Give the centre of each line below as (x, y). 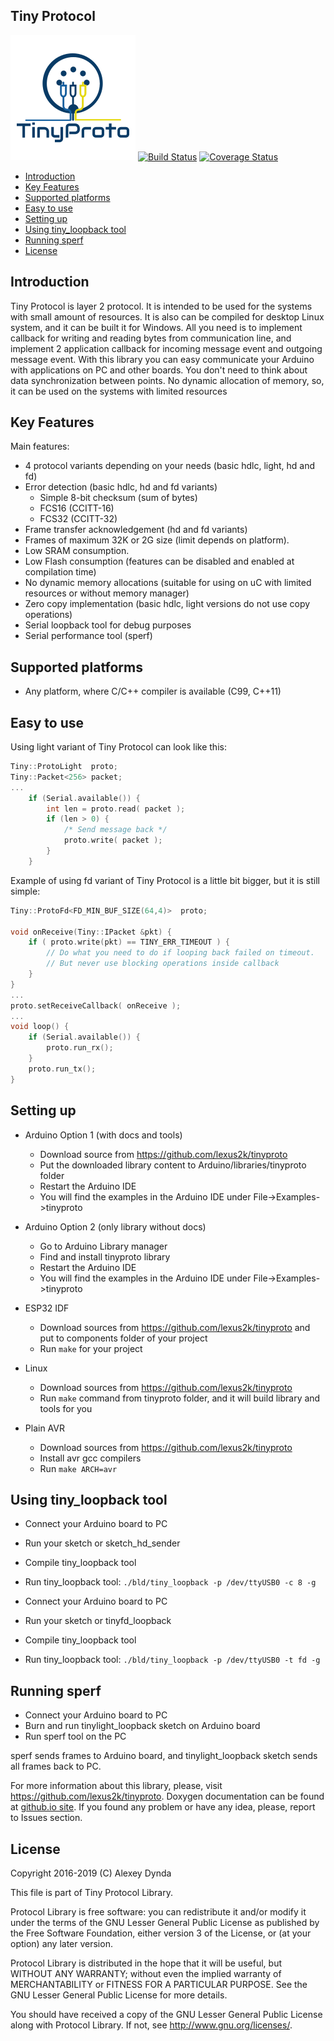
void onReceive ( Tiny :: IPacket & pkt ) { (91, 932)
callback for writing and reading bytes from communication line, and (151, 338)
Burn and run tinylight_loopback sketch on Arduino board (142, 1726)
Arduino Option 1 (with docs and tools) (103, 1135)
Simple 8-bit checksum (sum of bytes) (118, 498)
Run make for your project (91, 1348)
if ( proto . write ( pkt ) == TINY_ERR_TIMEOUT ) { (129, 942)
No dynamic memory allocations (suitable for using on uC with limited (168, 583)
